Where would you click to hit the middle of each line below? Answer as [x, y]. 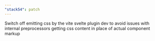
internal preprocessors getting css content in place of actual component [77, 28]
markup [12, 33]
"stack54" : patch [22, 9]
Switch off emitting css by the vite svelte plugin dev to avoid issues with [77, 23]
